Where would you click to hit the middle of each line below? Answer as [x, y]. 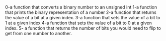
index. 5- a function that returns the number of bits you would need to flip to [83, 28]
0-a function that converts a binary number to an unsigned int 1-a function [81, 7]
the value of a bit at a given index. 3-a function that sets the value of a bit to [83, 18]
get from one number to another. [39, 33]
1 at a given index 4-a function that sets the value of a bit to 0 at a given [79, 23]
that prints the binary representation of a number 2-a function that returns [81, 12]
